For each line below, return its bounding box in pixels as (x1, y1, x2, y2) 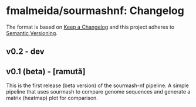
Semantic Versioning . (6, 29, 58, 36)
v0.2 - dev (6, 47, 45, 57)
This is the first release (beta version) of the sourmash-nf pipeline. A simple (6, 82, 189, 89)
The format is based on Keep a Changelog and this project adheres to (6, 23, 175, 30)
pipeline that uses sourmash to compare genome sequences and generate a (6, 88, 191, 95)
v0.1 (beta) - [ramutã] (6, 66, 86, 77)
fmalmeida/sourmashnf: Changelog (6, 4, 185, 18)
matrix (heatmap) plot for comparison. (6, 95, 99, 102)
